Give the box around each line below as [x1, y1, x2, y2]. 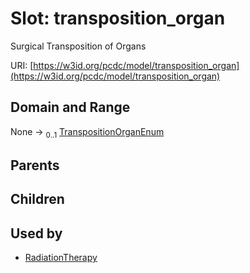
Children [10, 191, 65, 208]
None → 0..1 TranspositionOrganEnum [10, 125, 165, 140]
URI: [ [10, 59, 34, 71]
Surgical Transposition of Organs [10, 40, 147, 52]
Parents [10, 157, 60, 174]
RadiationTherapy [24, 252, 98, 264]
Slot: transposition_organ [10, 7, 226, 30]
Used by [10, 225, 63, 242]
